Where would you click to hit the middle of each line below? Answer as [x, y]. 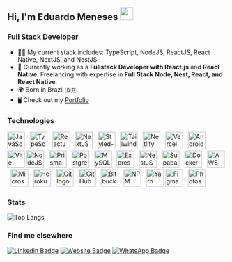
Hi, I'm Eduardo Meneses [63, 17]
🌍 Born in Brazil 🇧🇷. [48, 89]
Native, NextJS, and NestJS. [58, 59]
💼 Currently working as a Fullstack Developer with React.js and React [119, 67]
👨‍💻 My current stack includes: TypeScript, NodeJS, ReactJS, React [114, 52]
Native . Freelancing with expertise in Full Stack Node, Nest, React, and [120, 74]
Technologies [31, 120]
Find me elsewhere [40, 236]
